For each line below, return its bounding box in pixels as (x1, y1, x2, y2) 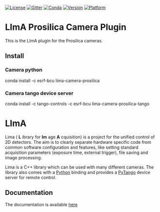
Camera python (5, 66, 43, 73)
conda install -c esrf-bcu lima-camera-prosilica (5, 77, 100, 83)
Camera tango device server (5, 90, 74, 96)
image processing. (5, 154, 42, 160)
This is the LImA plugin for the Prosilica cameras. (5, 38, 103, 43)
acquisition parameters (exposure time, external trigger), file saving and (5, 149, 148, 155)
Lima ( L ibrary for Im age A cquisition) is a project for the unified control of (5, 134, 155, 140)
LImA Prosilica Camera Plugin (5, 22, 127, 33)
